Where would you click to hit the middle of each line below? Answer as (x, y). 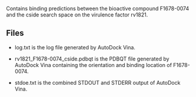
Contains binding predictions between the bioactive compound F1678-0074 (98, 9)
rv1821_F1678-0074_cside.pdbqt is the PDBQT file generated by (92, 59)
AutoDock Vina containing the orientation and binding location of (93, 65)
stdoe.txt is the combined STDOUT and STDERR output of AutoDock (97, 82)
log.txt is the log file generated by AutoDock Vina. (75, 47)
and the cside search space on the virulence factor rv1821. (77, 15)
